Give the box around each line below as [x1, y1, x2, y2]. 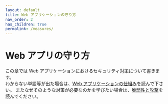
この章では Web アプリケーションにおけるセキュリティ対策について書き [5, 68, 156, 74]
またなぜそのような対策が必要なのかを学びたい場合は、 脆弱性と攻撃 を [15, 87, 163, 93]
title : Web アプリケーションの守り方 [5, 12, 77, 17]
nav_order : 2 [5, 17, 33, 22]
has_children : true [5, 21, 47, 27]
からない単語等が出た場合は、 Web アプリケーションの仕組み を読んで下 [9, 81, 159, 87]
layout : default [5, 7, 40, 13]
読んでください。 [5, 93, 41, 99]
